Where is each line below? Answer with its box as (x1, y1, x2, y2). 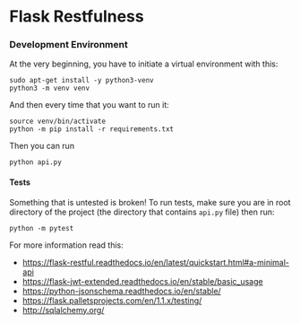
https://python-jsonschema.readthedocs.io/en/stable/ (21, 285, 221, 296)
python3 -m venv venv (9, 83, 90, 93)
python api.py (9, 158, 63, 167)
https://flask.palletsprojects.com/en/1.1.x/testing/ (21, 294, 202, 306)
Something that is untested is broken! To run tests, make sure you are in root (9, 197, 291, 207)
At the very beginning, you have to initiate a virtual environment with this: (9, 58, 279, 69)
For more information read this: (9, 240, 124, 250)
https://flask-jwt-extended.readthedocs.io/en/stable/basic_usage (21, 276, 263, 286)
